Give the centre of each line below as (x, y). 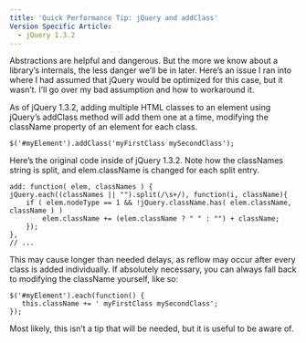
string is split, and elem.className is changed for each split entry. (135, 171)
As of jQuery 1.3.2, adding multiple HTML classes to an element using (140, 108)
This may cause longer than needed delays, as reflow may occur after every (153, 260)
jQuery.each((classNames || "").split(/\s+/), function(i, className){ (148, 195)
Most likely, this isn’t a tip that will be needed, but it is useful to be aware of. (152, 328)
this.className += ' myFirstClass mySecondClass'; (120, 304)
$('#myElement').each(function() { (77, 296)
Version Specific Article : (61, 26)
